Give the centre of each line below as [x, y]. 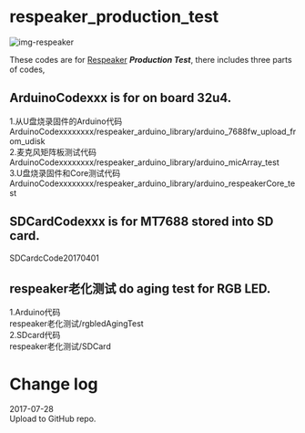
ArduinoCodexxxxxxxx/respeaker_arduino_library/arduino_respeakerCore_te [152, 183]
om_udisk [27, 141]
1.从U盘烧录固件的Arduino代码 [66, 121]
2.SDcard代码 [35, 335]
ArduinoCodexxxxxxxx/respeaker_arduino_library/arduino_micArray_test [144, 162]
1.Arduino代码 [35, 313]
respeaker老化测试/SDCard [60, 346]
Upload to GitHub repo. [53, 419]
